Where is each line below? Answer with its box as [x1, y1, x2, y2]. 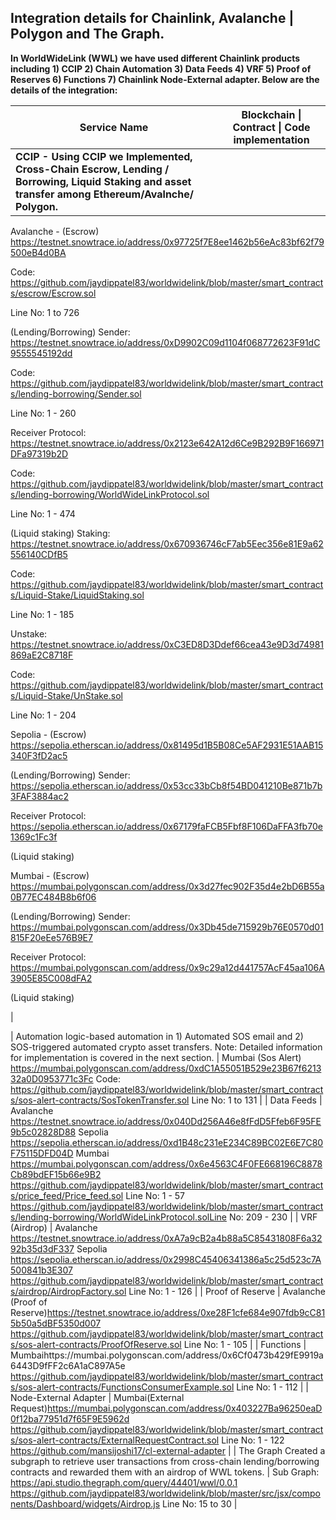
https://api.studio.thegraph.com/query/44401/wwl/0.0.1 [10, 1476, 238, 1488]
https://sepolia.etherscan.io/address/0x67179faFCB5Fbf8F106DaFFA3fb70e [10, 820, 323, 832]
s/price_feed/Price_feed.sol [10, 1189, 124, 1201]
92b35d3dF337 [10, 1242, 75, 1255]
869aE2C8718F [10, 649, 74, 661]
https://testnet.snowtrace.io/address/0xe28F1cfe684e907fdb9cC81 [46, 1306, 326, 1318]
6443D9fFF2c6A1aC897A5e [10, 1359, 126, 1371]
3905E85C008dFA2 [10, 972, 93, 984]
